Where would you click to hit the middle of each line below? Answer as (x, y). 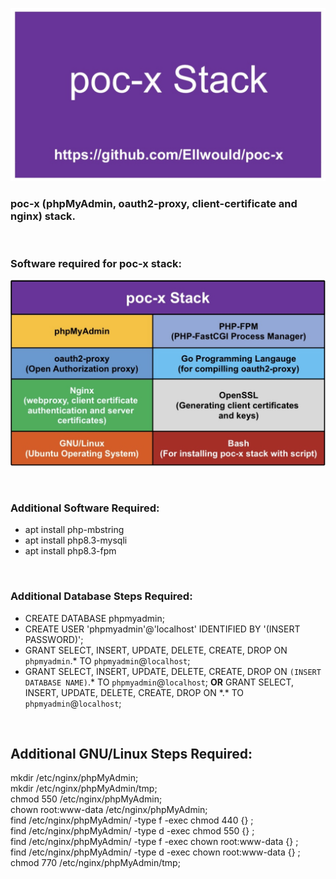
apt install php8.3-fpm (70, 551)
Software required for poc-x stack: (96, 263)
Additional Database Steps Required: (101, 596)
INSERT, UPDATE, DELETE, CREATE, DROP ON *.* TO (134, 692)
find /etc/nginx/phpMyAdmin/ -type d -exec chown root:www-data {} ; (155, 852)
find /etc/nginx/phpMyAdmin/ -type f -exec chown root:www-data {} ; (154, 842)
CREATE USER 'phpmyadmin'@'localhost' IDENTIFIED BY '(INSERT (162, 629)
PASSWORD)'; (54, 639)
